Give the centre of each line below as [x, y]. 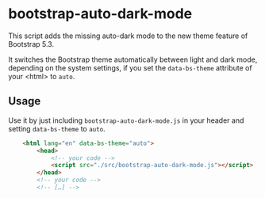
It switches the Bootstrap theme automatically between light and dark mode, [133, 59]
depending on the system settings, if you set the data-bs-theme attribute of [130, 67]
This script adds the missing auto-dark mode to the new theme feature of [128, 36]
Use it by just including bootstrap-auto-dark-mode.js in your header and [126, 120]
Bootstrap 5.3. [31, 44]
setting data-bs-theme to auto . [57, 128]
